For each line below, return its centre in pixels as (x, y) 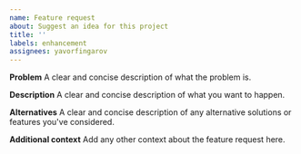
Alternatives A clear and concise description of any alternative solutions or (150, 112)
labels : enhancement (49, 43)
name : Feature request (52, 18)
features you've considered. (62, 122)
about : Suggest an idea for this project (89, 26)
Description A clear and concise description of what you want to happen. (147, 95)
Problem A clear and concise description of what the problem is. (130, 77)
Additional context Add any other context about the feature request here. (147, 140)
